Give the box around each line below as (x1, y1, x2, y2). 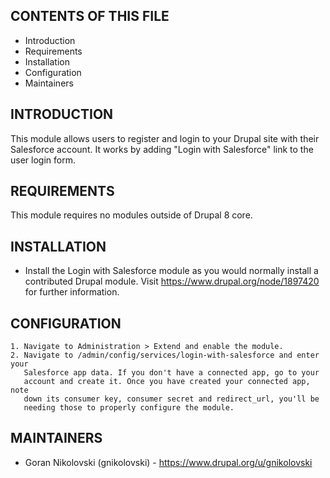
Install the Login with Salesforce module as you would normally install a (24, 265, 319, 277)
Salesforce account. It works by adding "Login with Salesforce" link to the (10, 143, 314, 155)
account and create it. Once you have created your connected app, (23, 377, 311, 387)
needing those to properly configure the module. (23, 403, 235, 413)
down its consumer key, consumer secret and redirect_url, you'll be (23, 394, 320, 404)
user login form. (10, 154, 76, 166)
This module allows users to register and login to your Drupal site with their (10, 132, 320, 144)
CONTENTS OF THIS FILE (10, 8, 170, 25)
